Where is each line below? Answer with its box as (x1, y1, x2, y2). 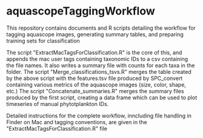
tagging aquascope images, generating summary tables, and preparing (6, 30, 184, 38)
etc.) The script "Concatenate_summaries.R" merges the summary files (6, 87, 184, 94)
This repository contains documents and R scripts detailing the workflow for (6, 24, 196, 31)
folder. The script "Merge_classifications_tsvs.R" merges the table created (6, 68, 192, 75)
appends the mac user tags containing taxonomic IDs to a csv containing (6, 55, 188, 62)
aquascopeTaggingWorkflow (6, 4, 156, 18)
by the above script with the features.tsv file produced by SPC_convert (6, 74, 183, 82)
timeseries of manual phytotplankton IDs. (6, 100, 109, 107)
